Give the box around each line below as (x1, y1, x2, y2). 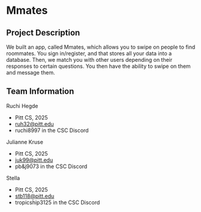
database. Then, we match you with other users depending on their (6, 56, 173, 63)
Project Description (6, 28, 80, 38)
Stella (6, 174, 20, 181)
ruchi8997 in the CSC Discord (14, 127, 89, 134)
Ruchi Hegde (6, 102, 38, 109)
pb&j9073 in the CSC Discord (14, 163, 88, 170)
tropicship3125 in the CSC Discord (14, 199, 100, 206)
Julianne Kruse (6, 138, 44, 145)
